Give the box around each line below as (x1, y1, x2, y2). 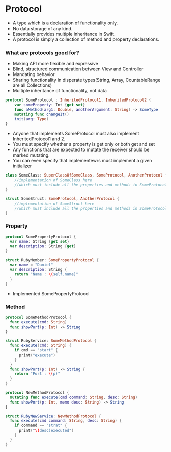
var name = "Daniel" (10, 262, 53, 268)
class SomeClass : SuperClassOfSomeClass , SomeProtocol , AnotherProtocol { (5, 173, 167, 178)
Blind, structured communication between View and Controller (12, 66, 144, 72)
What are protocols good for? (5, 49, 80, 56)
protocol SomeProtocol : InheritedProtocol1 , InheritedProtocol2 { (5, 97, 152, 103)
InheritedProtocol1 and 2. (12, 136, 66, 142)
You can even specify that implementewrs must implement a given (12, 158, 152, 164)
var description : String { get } (10, 243, 76, 249)
